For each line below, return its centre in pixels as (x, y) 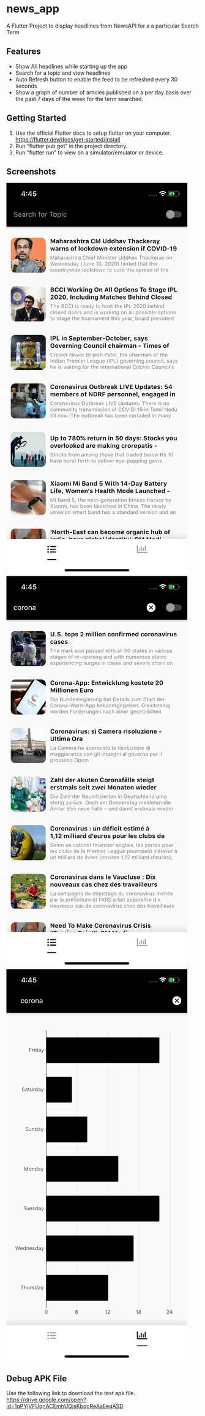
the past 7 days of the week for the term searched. (79, 99)
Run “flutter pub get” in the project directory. (71, 146)
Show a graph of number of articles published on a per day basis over (103, 92)
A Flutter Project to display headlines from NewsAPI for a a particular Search (103, 26)
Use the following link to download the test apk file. (71, 1393)
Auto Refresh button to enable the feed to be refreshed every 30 (96, 79)
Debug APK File (37, 1378)
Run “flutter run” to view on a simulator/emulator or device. (89, 153)
